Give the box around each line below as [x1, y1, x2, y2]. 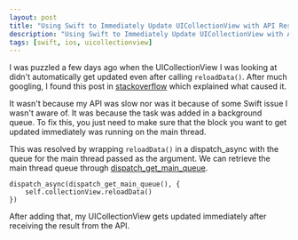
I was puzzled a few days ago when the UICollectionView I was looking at [9, 62, 278, 73]
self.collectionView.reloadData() [25, 188, 153, 196]
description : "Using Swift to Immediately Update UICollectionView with [9, 29, 284, 38]
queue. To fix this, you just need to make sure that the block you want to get [9, 117, 287, 128]
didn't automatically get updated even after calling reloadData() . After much [9, 72, 287, 83]
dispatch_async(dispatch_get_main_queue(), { [9, 180, 180, 189]
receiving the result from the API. [9, 220, 130, 231]
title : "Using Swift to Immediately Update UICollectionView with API [9, 21, 276, 30]
